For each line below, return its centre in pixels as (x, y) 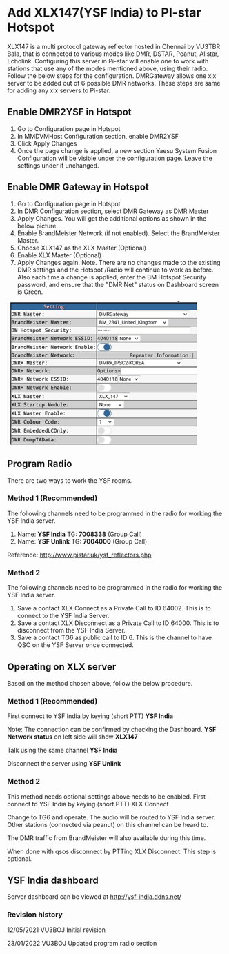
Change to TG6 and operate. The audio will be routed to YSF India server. (111, 817)
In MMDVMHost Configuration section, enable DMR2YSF (98, 136)
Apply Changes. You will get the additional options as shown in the (112, 218)
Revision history (35, 915)
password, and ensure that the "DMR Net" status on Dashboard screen (118, 284)
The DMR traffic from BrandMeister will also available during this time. (107, 838)
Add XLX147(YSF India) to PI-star (104, 13)
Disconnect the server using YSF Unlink (64, 764)
